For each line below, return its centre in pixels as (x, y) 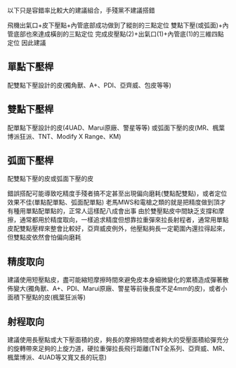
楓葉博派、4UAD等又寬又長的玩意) (57, 357)
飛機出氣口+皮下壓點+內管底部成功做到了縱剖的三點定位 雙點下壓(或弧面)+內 (118, 25)
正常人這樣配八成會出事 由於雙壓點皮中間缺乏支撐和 (143, 211)
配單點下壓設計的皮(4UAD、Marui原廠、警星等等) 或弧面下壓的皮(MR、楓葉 (116, 128)
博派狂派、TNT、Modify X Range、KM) (64, 136)
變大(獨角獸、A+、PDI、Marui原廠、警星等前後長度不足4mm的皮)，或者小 (120, 289)
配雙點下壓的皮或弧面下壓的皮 (50, 179)
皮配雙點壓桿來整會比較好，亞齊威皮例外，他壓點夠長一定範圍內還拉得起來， (118, 229)
